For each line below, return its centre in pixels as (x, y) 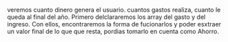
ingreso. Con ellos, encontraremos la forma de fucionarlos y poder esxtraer (114, 24)
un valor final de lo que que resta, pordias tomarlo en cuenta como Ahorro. (113, 31)
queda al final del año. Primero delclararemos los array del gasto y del (106, 17)
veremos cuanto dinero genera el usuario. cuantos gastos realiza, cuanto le (114, 10)
